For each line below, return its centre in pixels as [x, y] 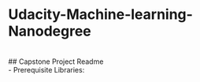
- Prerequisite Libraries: [46, 69]
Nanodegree [50, 31]
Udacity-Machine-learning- [100, 15]
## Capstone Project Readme [56, 61]
